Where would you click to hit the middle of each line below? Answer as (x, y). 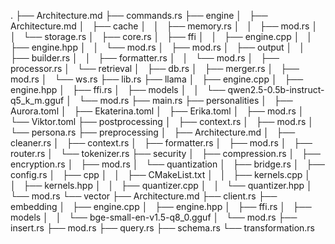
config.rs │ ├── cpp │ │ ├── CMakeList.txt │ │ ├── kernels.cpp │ (161, 174)
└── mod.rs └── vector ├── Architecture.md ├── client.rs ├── (144, 196)
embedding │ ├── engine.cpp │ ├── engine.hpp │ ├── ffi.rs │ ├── (161, 206)
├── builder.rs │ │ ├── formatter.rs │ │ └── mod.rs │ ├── (145, 58)
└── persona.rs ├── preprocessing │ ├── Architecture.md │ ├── (153, 132)
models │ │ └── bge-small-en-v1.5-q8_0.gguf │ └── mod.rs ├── (154, 217)
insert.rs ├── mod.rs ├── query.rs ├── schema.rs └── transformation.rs (163, 228)
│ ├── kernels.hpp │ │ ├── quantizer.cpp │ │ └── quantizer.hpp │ (161, 185)
